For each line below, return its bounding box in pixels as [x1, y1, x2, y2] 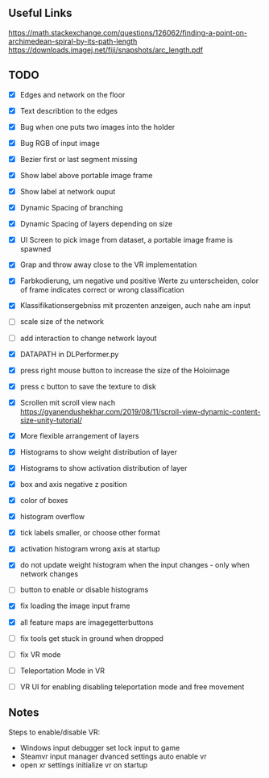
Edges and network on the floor [19, 89, 126, 99]
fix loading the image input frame [19, 601, 130, 611]
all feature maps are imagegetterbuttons [19, 617, 154, 627]
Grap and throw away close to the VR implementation [19, 260, 197, 269]
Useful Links [8, 6, 72, 20]
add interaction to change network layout [19, 333, 157, 343]
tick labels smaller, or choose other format [19, 528, 161, 538]
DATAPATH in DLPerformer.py [19, 349, 119, 359]
